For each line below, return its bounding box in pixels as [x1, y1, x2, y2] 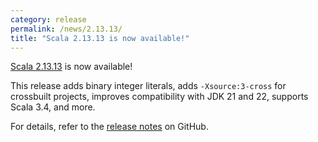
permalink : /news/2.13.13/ [10, 24, 123, 34]
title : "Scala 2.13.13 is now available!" [10, 33, 190, 43]
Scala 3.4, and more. [10, 101, 96, 113]
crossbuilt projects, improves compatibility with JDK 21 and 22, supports [10, 91, 309, 103]
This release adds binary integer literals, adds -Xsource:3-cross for [10, 80, 287, 92]
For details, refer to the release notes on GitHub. [10, 121, 209, 133]
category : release [10, 14, 87, 25]
